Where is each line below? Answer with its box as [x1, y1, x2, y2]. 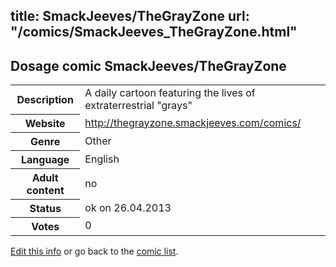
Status [29, 201, 62, 215]
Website [24, 116, 66, 130]
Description [16, 92, 74, 106]
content [26, 183, 65, 197]
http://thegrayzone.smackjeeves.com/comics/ [84, 115, 302, 129]
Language [21, 152, 70, 166]
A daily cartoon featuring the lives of [84, 86, 256, 100]
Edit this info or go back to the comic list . [10, 245, 179, 257]
